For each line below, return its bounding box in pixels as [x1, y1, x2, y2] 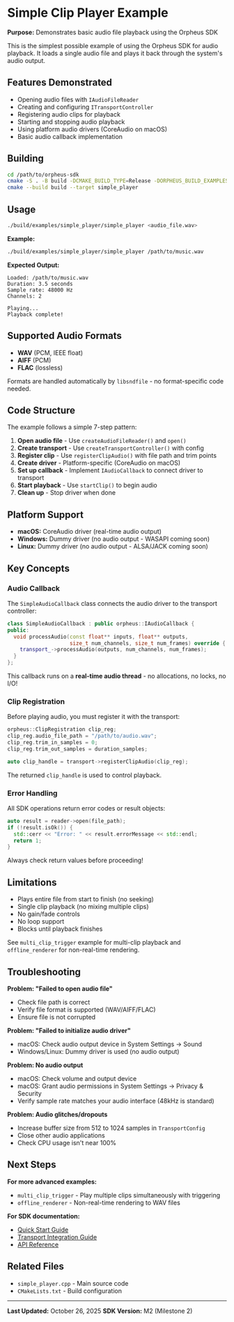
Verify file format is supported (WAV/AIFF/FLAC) [17, 1005, 156, 1014]
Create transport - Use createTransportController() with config [17, 444, 204, 452]
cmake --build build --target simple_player [7, 184, 139, 191]
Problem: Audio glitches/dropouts [7, 1110, 108, 1119]
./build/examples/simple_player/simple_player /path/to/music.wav [7, 248, 204, 255]
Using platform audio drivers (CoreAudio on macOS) [17, 124, 168, 133]
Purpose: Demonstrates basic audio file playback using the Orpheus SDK [7, 28, 218, 36]
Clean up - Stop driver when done [17, 488, 116, 497]
